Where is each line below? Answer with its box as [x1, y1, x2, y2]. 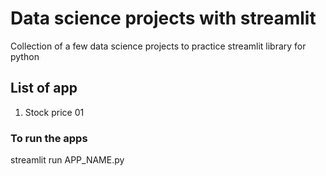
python [10, 50, 40, 62]
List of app [10, 80, 78, 97]
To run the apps [10, 131, 88, 145]
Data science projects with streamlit [10, 7, 317, 30]
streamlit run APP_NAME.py [10, 154, 125, 166]
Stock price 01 [24, 106, 85, 118]
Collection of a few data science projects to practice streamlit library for [10, 40, 307, 52]
